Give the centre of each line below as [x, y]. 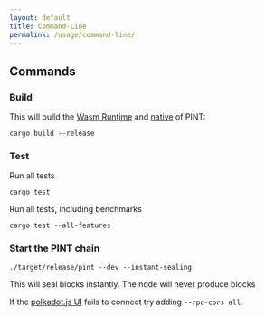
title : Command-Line [48, 26]
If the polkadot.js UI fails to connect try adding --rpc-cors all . [126, 302]
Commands [43, 71]
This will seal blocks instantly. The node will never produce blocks [132, 284]
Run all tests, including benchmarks [76, 209]
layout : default [40, 18]
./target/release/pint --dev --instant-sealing [101, 267]
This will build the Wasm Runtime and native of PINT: [108, 117]
